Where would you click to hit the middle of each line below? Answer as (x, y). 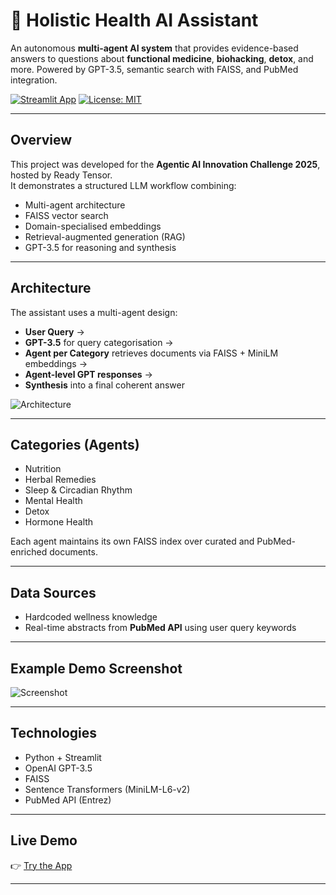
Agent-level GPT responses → (88, 374)
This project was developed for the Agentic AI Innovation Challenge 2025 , (165, 164)
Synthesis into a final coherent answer (105, 385)
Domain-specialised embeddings (93, 226)
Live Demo (44, 840)
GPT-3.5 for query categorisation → (99, 342)
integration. (34, 80)
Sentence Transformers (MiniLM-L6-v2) (107, 789)
